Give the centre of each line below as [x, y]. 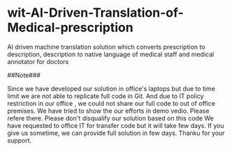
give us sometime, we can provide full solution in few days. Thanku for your [116, 133]
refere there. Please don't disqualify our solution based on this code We [111, 118]
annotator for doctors [38, 61]
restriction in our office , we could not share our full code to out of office [111, 103]
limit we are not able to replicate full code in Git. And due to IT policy [106, 96]
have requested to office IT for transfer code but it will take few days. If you [116, 125]
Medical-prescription [71, 27]
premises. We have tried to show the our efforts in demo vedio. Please [108, 111]
